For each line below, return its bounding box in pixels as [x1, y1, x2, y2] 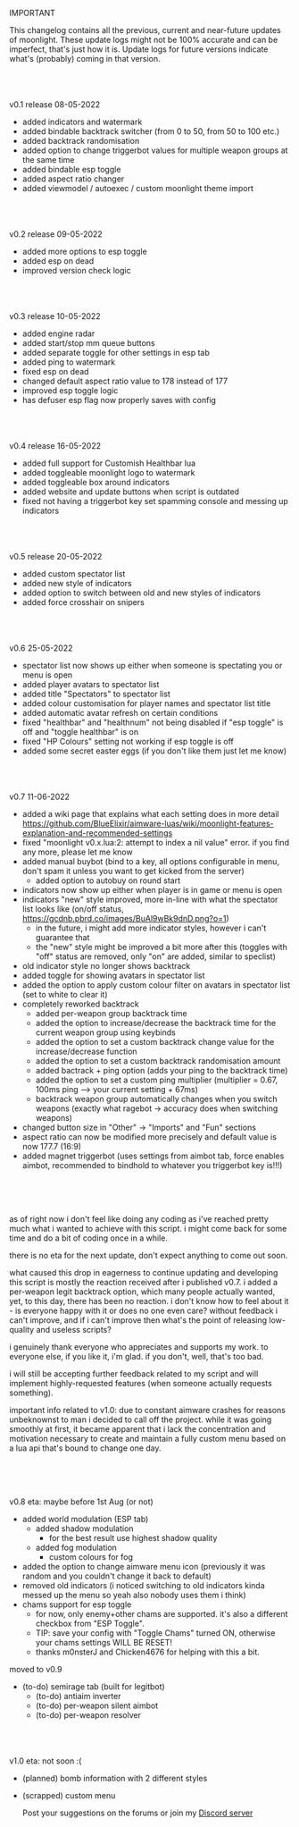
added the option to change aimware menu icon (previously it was [21, 1562, 266, 1571]
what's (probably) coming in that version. [9, 54, 161, 63]
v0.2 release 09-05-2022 [9, 229, 103, 240]
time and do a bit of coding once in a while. [9, 1233, 168, 1243]
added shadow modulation [35, 1523, 134, 1534]
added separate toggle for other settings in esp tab [21, 348, 210, 358]
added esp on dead [21, 256, 95, 266]
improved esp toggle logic [21, 385, 119, 396]
